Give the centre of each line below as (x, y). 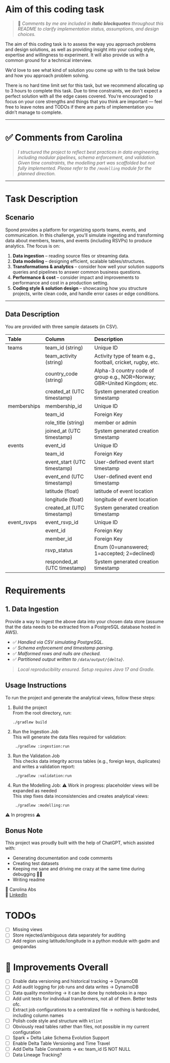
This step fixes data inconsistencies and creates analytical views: (81, 796)
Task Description (42, 199)
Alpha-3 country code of (124, 370)
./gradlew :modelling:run (42, 805)
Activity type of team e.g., (125, 356)
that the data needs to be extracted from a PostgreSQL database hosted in (83, 627)
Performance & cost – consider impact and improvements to (76, 277)
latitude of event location (124, 491)
